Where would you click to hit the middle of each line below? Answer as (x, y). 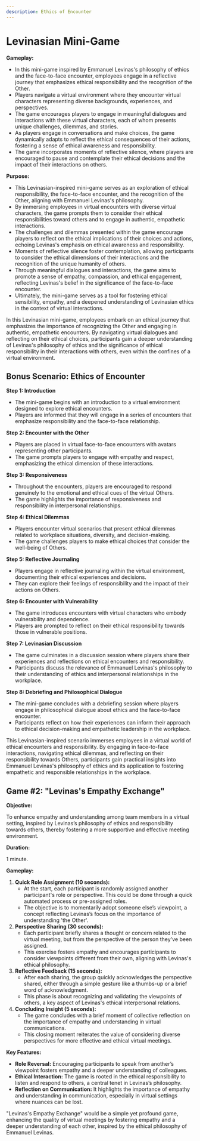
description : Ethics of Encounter (49, 12)
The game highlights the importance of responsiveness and (88, 499)
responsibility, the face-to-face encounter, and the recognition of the (99, 194)
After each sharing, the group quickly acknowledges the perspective (108, 977)
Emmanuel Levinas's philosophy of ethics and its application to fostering (95, 766)
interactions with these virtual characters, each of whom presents (96, 120)
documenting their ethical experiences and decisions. (81, 577)
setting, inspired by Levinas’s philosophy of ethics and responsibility (90, 824)
